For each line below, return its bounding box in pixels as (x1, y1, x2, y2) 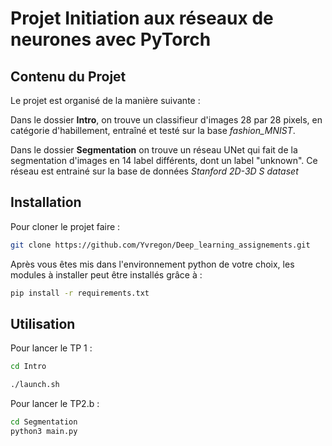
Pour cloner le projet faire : (10, 220, 121, 232)
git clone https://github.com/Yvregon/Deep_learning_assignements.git (10, 240, 311, 250)
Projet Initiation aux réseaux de (10, 7, 274, 30)
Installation (10, 194, 82, 211)
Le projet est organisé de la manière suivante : (10, 95, 201, 106)
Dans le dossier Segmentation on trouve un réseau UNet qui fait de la (10, 144, 298, 156)
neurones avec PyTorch (10, 28, 212, 51)
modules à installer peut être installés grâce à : (10, 268, 203, 281)
